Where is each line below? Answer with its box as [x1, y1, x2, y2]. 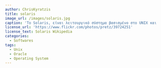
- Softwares [9, 38, 34, 43]
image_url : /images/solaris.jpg [5, 16, 70, 21]
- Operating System [9, 56, 49, 61]
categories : [5, 34, 29, 39]
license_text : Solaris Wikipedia [5, 29, 73, 34]
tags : [5, 43, 16, 47]
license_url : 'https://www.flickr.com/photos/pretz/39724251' [5, 25, 133, 30]
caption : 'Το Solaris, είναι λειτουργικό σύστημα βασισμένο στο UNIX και [5, 20, 157, 25]
